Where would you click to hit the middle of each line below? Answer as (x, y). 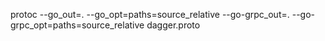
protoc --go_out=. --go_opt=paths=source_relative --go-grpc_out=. (150, 14)
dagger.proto (173, 25)
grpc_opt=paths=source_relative (77, 25)
